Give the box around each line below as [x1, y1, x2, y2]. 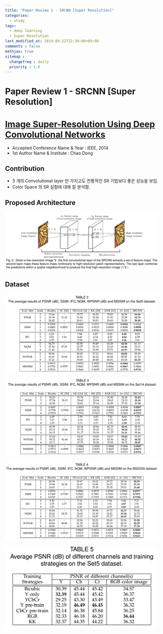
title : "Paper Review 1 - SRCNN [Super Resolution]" [5, 8, 114, 13]
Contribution [5, 164, 45, 173]
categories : [5, 13, 29, 18]
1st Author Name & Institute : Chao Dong [12, 150, 93, 156]
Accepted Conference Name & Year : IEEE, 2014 [12, 145, 109, 151]
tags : [5, 23, 16, 28]
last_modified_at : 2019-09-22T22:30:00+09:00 [5, 39, 99, 44]
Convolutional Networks [5, 129, 106, 140]
